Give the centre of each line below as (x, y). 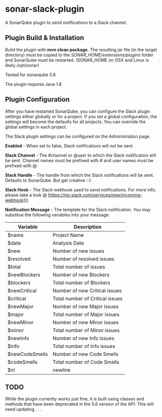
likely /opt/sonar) (22, 65)
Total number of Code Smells (86, 362)
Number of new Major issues (86, 306)
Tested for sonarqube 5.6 (30, 75)
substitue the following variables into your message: (57, 215)
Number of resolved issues (84, 259)
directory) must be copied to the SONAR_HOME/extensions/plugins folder (79, 55)
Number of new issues (79, 251)
